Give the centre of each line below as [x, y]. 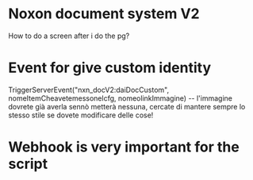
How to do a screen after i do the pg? [69, 36]
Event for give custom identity [110, 68]
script [28, 164]
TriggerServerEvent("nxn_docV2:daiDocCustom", [88, 90]
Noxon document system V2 [104, 14]
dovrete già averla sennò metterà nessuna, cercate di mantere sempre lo [127, 106]
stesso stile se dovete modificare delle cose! [81, 115]
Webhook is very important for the [124, 147]
